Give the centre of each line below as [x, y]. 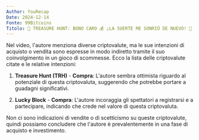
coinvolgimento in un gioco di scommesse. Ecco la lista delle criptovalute [96, 58]
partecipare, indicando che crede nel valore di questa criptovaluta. [97, 106]
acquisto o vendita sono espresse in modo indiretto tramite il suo [85, 52]
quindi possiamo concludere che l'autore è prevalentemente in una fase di [97, 124]
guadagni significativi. [42, 88]
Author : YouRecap [28, 12]
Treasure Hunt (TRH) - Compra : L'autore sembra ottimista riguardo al [100, 76]
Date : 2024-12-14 [28, 17]
